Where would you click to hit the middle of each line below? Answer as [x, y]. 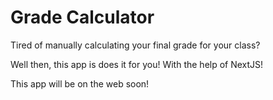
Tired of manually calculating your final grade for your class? [135, 45]
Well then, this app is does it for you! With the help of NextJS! [137, 64]
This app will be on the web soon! [80, 83]
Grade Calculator [82, 17]
